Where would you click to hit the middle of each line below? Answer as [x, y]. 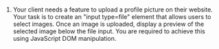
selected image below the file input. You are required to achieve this [109, 31]
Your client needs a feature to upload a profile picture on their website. [113, 10]
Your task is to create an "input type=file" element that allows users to [112, 17]
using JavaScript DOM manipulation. [65, 39]
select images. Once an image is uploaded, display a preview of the [108, 24]
